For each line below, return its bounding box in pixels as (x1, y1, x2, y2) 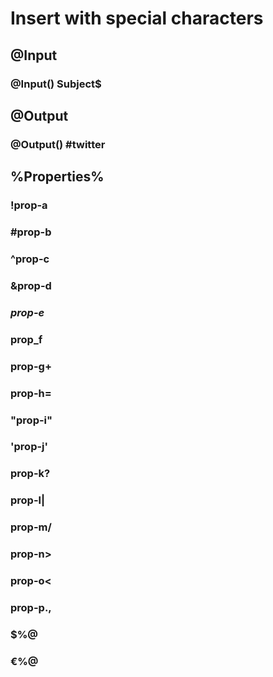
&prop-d (10, 278, 52, 292)
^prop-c (10, 252, 50, 266)
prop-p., (10, 600, 52, 614)
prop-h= (10, 386, 52, 400)
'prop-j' (10, 440, 49, 454)
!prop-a (10, 198, 48, 212)
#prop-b (10, 225, 52, 239)
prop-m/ (10, 520, 52, 534)
